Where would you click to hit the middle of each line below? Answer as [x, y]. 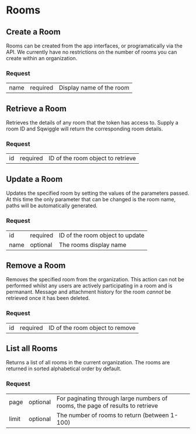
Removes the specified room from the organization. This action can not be [95, 280]
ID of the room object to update [101, 235]
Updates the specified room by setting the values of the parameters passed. [98, 193]
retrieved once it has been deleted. [48, 298]
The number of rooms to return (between [113, 415]
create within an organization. [42, 58]
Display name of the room [94, 88]
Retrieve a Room [36, 108]
